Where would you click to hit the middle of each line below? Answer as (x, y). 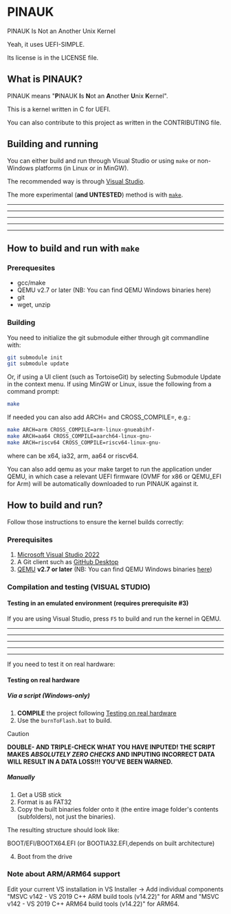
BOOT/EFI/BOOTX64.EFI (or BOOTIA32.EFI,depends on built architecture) (111, 843)
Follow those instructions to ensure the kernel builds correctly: (96, 522)
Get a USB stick (39, 794)
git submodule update (38, 364)
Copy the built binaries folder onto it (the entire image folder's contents (118, 809)
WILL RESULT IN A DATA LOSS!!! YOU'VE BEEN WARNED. (90, 761)
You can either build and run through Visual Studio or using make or (101, 160)
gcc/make (31, 283)
